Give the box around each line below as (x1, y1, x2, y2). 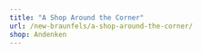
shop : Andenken (9, 30, 67, 39)
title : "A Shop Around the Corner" (9, 13, 145, 22)
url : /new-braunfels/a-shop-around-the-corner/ (9, 22, 194, 31)
